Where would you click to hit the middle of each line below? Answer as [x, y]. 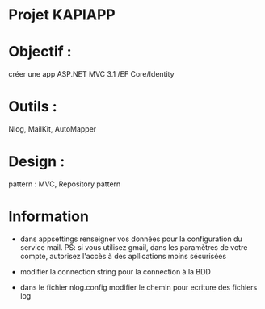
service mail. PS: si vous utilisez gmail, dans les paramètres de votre [134, 247]
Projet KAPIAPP [62, 15]
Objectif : [40, 52]
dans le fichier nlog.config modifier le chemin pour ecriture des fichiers [139, 287]
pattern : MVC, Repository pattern [65, 184]
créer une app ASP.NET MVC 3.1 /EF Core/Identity [92, 74]
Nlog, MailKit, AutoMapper [53, 129]
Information [48, 217]
